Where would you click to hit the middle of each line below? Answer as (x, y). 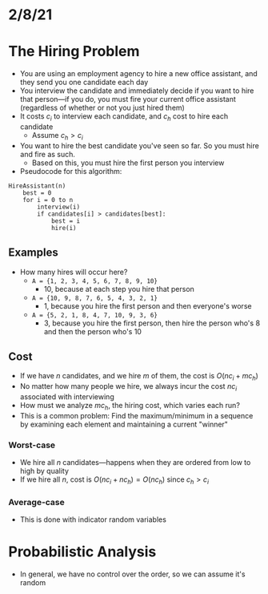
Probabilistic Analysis (82, 552)
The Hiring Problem (74, 52)
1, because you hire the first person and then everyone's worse (148, 305)
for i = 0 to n (48, 200)
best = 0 (37, 193)
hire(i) (64, 228)
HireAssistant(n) (37, 186)
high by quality (44, 471)
